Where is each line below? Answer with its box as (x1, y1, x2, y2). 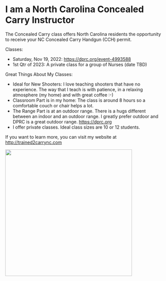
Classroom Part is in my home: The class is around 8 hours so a (12, 97, 146, 103)
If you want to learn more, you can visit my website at (5, 134, 117, 140)
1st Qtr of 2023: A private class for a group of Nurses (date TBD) (12, 61, 147, 67)
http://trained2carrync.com (5, 139, 62, 145)
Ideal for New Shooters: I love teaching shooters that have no (12, 81, 141, 87)
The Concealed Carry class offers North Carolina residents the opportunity (5, 31, 161, 37)
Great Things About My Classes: (5, 71, 73, 77)
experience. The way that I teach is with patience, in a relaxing (12, 86, 143, 92)
